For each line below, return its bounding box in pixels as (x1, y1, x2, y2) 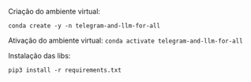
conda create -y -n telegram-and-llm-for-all (8, 22, 160, 30)
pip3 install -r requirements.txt (8, 66, 122, 74)
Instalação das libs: (8, 51, 71, 60)
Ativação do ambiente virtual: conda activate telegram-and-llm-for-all (8, 35, 243, 45)
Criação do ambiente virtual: (8, 7, 101, 16)
